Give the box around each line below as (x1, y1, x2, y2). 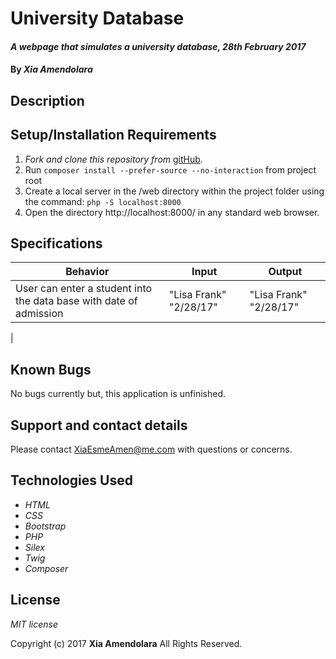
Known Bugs (10, 361, 92, 378)
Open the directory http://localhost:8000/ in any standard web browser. (24, 206, 320, 218)
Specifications (10, 235, 103, 252)
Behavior (65, 265, 110, 279)
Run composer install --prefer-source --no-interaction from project (24, 163, 317, 176)
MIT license (10, 618, 58, 630)
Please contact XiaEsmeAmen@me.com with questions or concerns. (10, 443, 293, 456)
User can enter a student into (15, 282, 153, 296)
